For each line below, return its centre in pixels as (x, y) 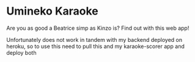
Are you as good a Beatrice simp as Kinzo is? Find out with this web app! (98, 28)
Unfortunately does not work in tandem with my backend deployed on (94, 40)
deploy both (21, 52)
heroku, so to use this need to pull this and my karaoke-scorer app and (96, 46)
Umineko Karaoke (53, 11)
